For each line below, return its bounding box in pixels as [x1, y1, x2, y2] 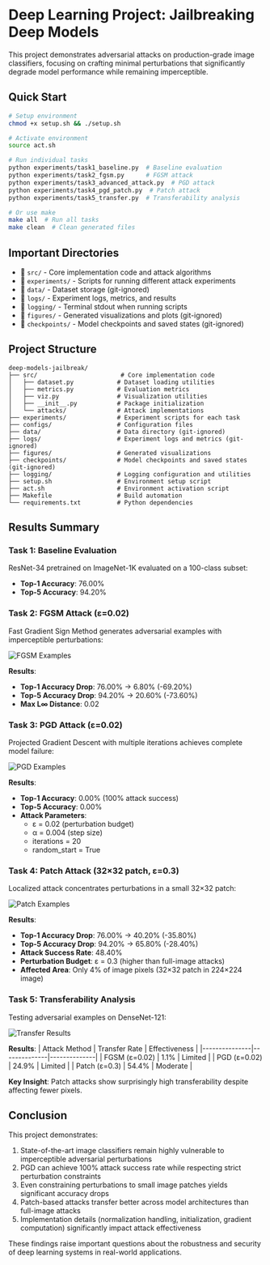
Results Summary [8, 521, 100, 535]
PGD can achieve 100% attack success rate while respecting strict [19, 1163, 242, 1173]
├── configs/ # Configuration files [8, 420, 194, 428]
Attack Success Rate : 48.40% [19, 948, 123, 957]
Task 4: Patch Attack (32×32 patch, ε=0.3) [8, 865, 179, 876]
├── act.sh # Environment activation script [8, 484, 230, 492]
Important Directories [8, 245, 120, 260]
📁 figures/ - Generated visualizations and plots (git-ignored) [19, 310, 222, 320]
